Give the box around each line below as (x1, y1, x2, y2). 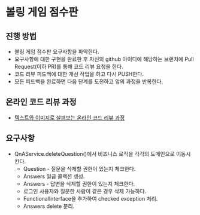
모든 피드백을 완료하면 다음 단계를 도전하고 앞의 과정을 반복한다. (14, 78, 163, 85)
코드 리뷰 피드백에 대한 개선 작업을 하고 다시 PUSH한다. (14, 70, 144, 78)
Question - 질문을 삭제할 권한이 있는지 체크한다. (23, 165, 136, 172)
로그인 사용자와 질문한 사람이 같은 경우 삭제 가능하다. (23, 188, 147, 195)
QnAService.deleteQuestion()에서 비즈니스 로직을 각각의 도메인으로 (14, 150, 175, 157)
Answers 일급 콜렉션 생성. (23, 173, 85, 180)
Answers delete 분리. (23, 202, 75, 210)
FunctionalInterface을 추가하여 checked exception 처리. (23, 195, 158, 202)
